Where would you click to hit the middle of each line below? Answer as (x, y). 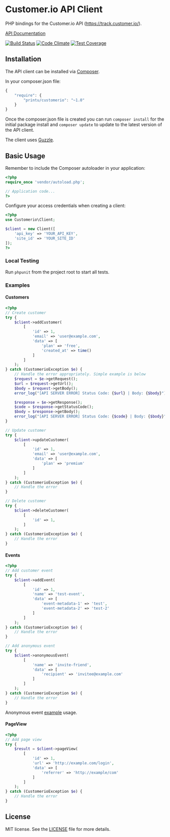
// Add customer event (29, 571)
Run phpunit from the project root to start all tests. (57, 272)
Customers (17, 297)
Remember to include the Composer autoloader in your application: (75, 168)
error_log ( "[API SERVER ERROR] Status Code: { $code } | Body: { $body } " (90, 416)
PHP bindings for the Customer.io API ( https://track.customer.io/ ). (73, 23)
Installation (23, 59)
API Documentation (25, 33)
